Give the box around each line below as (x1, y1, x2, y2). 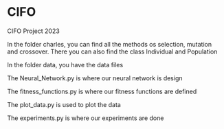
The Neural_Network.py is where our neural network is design (7, 73, 183, 82)
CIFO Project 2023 (7, 27, 60, 35)
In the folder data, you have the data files (7, 60, 124, 69)
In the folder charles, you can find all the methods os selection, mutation (7, 40, 212, 48)
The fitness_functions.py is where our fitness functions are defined (7, 87, 197, 95)
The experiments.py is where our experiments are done (7, 114, 164, 122)
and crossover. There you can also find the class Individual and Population (7, 47, 218, 56)
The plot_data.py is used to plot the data (7, 100, 122, 108)
